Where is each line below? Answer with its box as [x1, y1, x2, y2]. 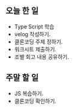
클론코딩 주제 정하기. [14, 38, 63, 45]
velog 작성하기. [14, 30, 51, 37]
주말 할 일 [5, 73, 39, 83]
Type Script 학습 [14, 23, 55, 30]
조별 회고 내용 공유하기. [14, 53, 70, 60]
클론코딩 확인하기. [14, 97, 56, 105]
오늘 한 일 [5, 5, 39, 16]
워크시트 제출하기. [14, 45, 56, 53]
